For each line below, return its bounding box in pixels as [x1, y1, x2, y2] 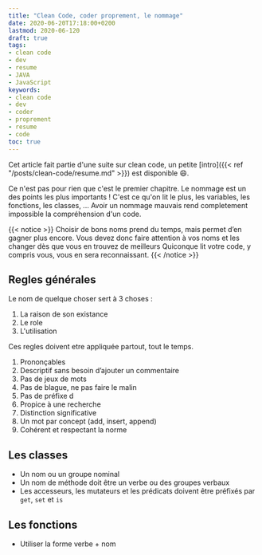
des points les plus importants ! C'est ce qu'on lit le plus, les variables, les [8, 192, 251, 202]
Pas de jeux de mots [19, 374, 88, 384]
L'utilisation [19, 326, 57, 336]
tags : [8, 41, 26, 49]
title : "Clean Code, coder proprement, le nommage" [8, 11, 183, 20]
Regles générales [8, 273, 97, 286]
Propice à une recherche [19, 400, 101, 409]
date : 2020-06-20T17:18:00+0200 [8, 19, 115, 27]
